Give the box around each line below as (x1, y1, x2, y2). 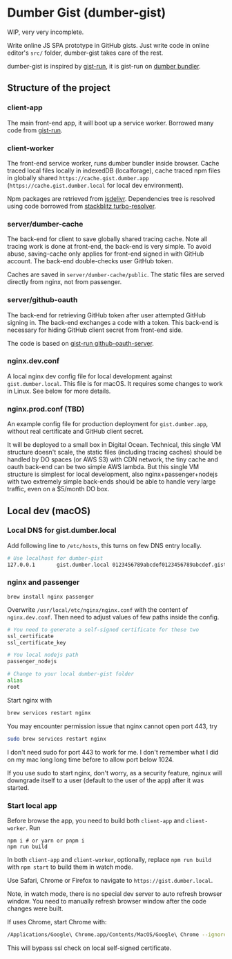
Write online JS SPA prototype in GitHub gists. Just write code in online (7, 41, 210, 49)
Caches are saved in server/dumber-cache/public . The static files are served (7, 270, 224, 279)
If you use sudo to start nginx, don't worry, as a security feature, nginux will (7, 768, 222, 777)
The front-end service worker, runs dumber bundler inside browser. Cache (7, 159, 220, 167)
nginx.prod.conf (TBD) (7, 404, 85, 414)
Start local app (7, 800, 57, 810)
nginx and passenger (7, 577, 80, 587)
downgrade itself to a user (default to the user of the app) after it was (7, 776, 204, 784)
